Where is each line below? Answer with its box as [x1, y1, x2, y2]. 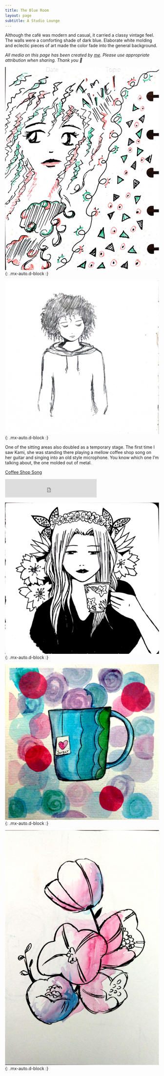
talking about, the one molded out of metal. [5, 459, 92, 465]
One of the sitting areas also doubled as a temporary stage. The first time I [5, 444, 155, 450]
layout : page [5, 13, 32, 18]
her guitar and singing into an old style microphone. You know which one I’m [5, 454, 159, 460]
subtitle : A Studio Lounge [5, 18, 60, 23]
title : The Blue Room [5, 8, 49, 13]
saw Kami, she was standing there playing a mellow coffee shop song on [5, 449, 152, 455]
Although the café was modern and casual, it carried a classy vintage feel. [5, 32, 155, 38]
